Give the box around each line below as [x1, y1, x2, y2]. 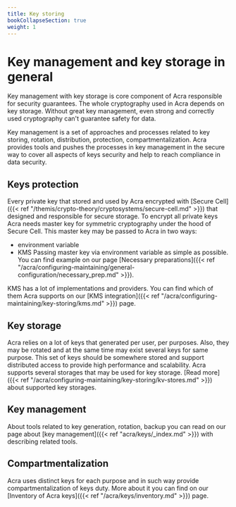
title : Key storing [7, 10, 65, 18]
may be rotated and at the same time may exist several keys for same [7, 346, 209, 354]
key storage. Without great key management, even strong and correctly [7, 107, 215, 115]
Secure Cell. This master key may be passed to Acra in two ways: [7, 227, 197, 236]
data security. [7, 158, 47, 166]
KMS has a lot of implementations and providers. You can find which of [7, 284, 213, 293]
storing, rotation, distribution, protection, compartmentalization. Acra [7, 135, 207, 144]
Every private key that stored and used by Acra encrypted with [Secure [7, 197, 213, 206]
